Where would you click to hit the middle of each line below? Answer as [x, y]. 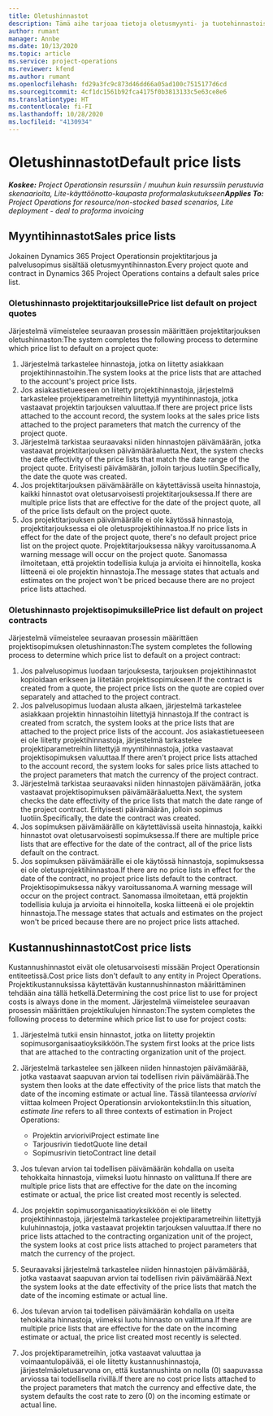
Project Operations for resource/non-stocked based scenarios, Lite [121, 202]
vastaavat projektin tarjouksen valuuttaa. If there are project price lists [136, 407]
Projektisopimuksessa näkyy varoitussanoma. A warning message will [136, 888]
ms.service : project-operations [63, 62]
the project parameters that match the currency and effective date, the [138, 1388]
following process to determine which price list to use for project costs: [128, 1019]
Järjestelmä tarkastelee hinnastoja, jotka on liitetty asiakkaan [122, 364]
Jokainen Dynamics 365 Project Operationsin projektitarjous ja [113, 256]
